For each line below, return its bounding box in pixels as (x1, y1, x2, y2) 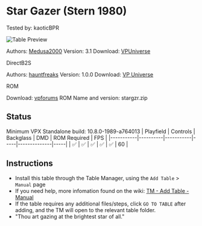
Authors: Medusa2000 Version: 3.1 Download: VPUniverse (6, 47, 151, 55)
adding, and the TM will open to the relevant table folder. (14, 206, 156, 213)
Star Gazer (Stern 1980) (6, 4, 127, 18)
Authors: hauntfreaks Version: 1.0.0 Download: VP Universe (6, 71, 154, 78)
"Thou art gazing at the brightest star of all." (14, 213, 125, 220)
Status (6, 111, 32, 122)
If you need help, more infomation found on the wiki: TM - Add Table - (14, 187, 189, 194)
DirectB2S (6, 59, 31, 66)
